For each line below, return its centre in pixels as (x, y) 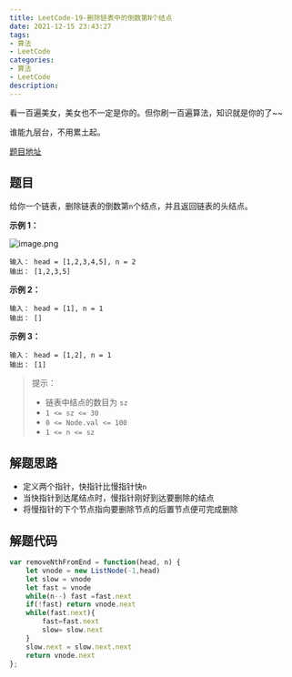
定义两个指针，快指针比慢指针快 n (85, 487)
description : (34, 86)
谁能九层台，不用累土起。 (57, 132)
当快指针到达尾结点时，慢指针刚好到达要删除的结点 (118, 498)
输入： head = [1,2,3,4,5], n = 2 (73, 262)
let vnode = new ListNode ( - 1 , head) (93, 571)
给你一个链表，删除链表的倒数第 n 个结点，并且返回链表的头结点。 (131, 207)
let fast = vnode (59, 588)
